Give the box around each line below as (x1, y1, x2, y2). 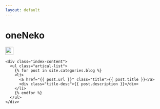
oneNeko (5, 29, 45, 41)
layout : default (5, 7, 40, 13)
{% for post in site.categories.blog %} (14, 68, 102, 73)
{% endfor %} (14, 90, 43, 95)
